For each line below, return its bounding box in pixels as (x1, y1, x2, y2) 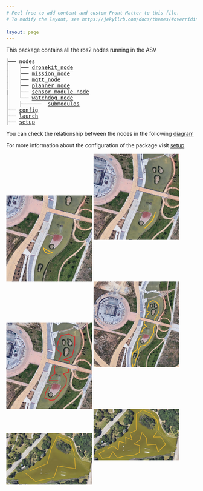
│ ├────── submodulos (6, 101, 80, 107)
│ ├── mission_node (6, 70, 71, 77)
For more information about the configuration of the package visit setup (6, 142, 185, 149)
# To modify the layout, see (6, 16, 80, 22)
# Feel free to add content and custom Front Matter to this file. (6, 10, 180, 16)
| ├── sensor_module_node (6, 89, 89, 95)
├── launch (6, 113, 39, 119)
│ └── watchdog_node (6, 95, 74, 101)
